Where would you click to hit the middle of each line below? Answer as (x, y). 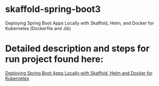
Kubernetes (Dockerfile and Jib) (38, 28)
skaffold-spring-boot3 (53, 9)
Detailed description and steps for (77, 49)
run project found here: (54, 59)
